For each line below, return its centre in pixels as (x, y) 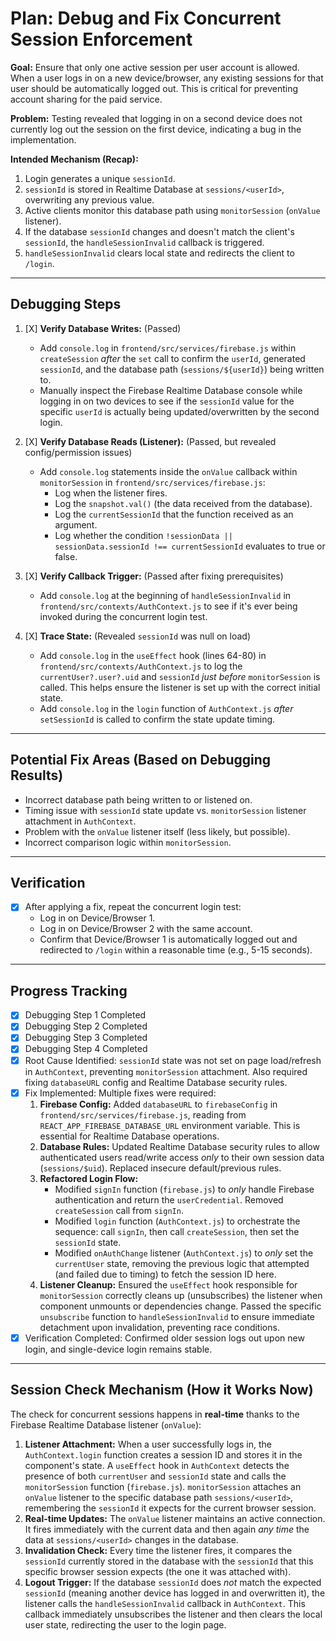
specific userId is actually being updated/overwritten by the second (179, 411)
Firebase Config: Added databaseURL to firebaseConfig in (158, 1104)
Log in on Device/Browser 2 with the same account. (146, 929)
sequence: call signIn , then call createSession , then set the (177, 1231)
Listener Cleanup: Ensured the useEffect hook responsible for (168, 1284)
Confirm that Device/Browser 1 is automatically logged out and (168, 939)
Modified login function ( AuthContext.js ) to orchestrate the (177, 1221)
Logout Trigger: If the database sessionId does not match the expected (173, 1582)
